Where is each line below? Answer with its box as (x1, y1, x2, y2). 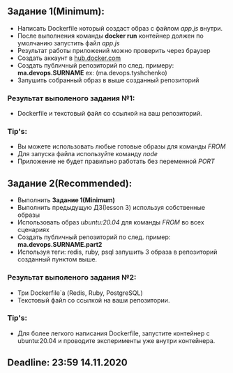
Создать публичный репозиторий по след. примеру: (17, 61, 174, 69)
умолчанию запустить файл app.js (17, 38, 120, 47)
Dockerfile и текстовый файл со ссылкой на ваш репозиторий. (17, 109, 202, 118)
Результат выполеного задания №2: (7, 273, 137, 282)
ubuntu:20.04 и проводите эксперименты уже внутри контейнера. (17, 336, 216, 344)
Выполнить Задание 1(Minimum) (17, 196, 115, 204)
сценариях (17, 226, 50, 234)
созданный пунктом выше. (17, 255, 98, 264)
